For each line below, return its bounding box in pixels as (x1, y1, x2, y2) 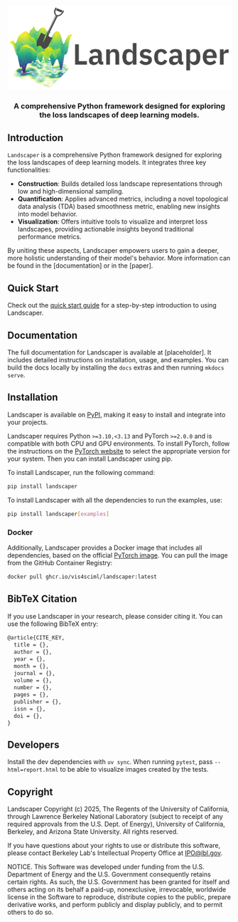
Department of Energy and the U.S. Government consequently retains (7, 870, 211, 879)
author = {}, (13, 648, 53, 656)
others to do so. (7, 908, 54, 916)
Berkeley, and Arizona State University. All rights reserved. (7, 827, 179, 836)
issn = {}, (13, 705, 46, 713)
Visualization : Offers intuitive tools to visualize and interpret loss (17, 217, 208, 226)
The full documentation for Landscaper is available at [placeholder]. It (7, 348, 212, 357)
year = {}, (13, 655, 46, 663)
